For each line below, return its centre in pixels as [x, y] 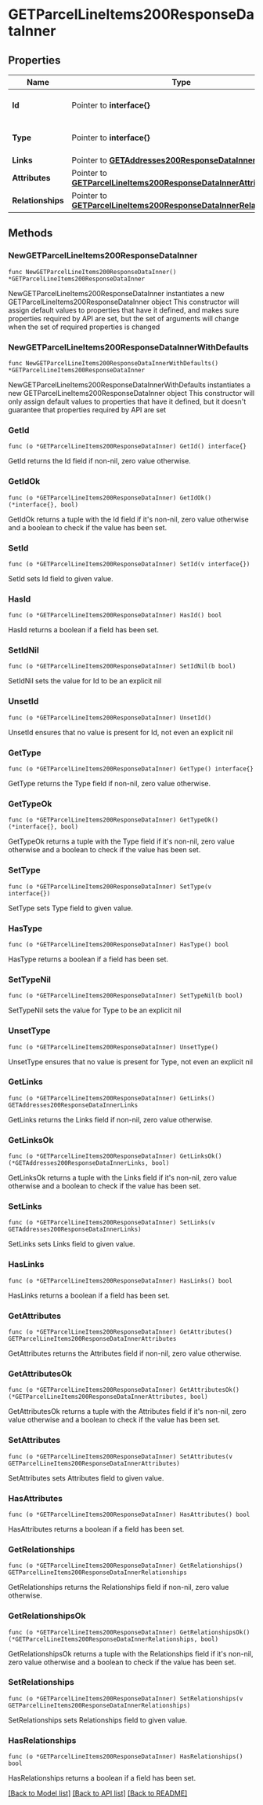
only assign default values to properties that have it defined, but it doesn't [127, 401]
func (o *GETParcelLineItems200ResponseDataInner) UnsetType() [113, 1047]
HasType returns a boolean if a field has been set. [88, 959]
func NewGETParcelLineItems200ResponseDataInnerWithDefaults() [113, 363]
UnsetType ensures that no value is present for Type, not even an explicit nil [130, 1061]
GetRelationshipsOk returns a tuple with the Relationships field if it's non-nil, [131, 1653]
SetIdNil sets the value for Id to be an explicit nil [85, 681]
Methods [31, 233]
